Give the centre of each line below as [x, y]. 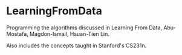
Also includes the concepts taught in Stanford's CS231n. [76, 45]
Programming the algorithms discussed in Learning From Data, [84, 27]
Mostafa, [17, 33]
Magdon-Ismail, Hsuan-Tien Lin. [70, 33]
